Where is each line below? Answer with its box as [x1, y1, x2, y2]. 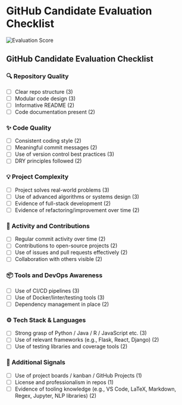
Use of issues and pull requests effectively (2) [14, 249, 128, 256]
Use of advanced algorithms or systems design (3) [14, 193, 140, 200]
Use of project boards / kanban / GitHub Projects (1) [14, 372, 142, 379]
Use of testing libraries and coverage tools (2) [14, 343, 128, 350]
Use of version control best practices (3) [14, 151, 115, 158]
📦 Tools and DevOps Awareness [6, 271, 103, 280]
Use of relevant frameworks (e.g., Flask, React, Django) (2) [14, 336, 159, 343]
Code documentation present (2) [14, 108, 95, 115]
